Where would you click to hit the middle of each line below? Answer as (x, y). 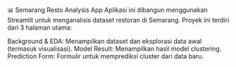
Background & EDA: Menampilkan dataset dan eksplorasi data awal (105, 41)
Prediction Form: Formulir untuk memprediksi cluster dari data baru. (106, 56)
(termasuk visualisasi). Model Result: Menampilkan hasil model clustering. (114, 49)
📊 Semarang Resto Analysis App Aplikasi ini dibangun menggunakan (107, 10)
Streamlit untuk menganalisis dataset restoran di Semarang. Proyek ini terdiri (118, 20)
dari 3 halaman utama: (40, 28)
